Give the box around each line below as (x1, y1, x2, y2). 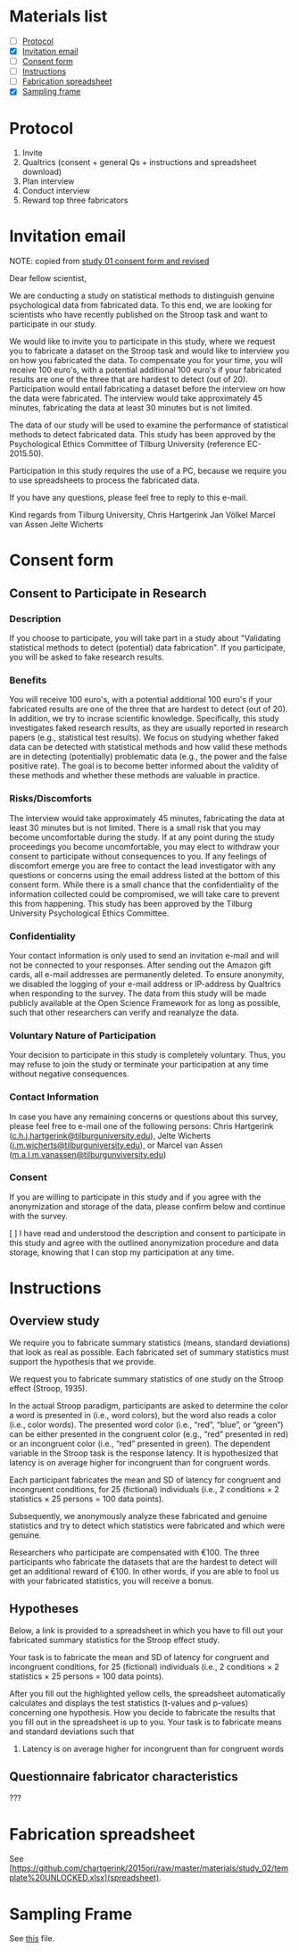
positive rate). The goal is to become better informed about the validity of (9, 760, 279, 771)
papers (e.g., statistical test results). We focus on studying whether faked (9, 732, 279, 743)
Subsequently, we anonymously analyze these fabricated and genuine (9, 1510, 268, 1521)
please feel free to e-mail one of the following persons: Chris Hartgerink (9, 1120, 274, 1131)
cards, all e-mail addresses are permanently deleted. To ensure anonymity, (9, 968, 285, 979)
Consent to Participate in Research (9, 586, 207, 601)
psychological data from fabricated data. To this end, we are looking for (9, 300, 272, 311)
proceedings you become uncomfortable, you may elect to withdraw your (9, 841, 279, 851)
